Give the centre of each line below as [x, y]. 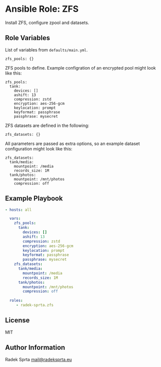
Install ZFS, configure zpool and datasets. [47, 23]
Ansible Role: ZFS [42, 9]
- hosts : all [18, 210]
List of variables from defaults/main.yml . [47, 49]
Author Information [35, 348]
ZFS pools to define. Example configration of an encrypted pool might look [80, 68]
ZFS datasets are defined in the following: [47, 125]
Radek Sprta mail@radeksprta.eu [39, 359]
